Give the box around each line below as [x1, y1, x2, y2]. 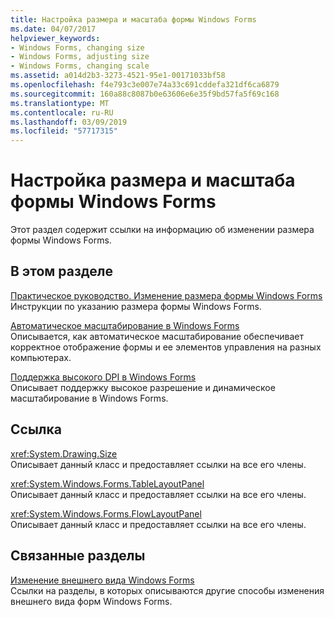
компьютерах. [10, 351, 72, 363]
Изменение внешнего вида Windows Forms [10, 574, 195, 586]
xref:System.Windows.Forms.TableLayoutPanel [10, 477, 205, 490]
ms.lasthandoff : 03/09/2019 [10, 117, 128, 127]
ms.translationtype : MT [10, 98, 110, 108]
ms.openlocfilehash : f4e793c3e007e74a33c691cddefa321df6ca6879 [10, 80, 280, 90]
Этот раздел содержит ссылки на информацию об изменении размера [10, 224, 315, 236]
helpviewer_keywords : [10, 33, 101, 43]
